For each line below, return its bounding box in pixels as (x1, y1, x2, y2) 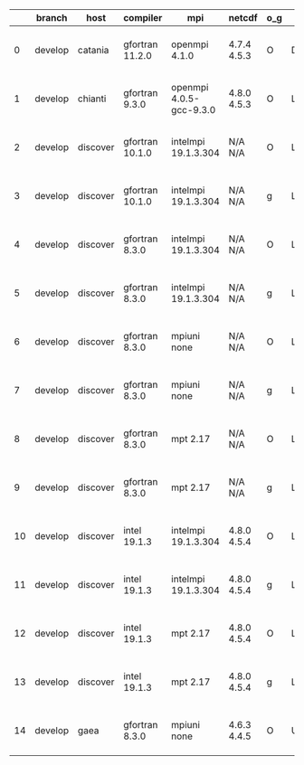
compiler (123, 12, 163, 24)
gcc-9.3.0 (171, 104, 216, 116)
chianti (77, 92, 107, 105)
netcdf (228, 12, 258, 24)
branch (35, 12, 68, 24)
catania (77, 44, 109, 56)
